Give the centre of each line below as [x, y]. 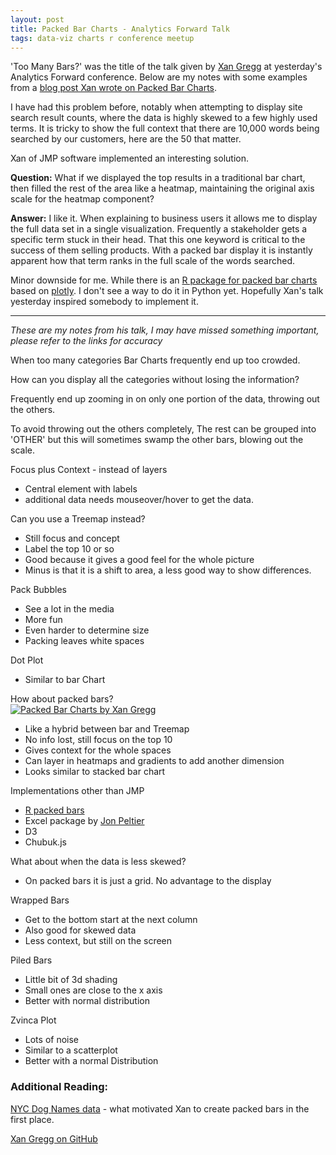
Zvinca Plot [33, 1020]
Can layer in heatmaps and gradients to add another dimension [154, 761]
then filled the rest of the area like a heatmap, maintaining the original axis [162, 188]
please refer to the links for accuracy [86, 341]
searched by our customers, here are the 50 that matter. [126, 139]
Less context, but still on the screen [98, 941]
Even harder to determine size [87, 630]
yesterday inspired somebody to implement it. [104, 302]
